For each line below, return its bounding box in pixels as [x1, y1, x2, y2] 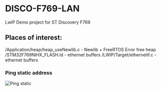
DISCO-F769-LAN [5, 3, 80, 14]
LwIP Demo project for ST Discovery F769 [5, 19, 91, 25]
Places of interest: [5, 33, 63, 42]
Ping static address [5, 69, 53, 76]
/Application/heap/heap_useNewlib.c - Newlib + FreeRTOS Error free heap [5, 46, 156, 52]
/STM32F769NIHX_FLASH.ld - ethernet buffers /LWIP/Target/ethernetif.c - [5, 52, 157, 58]
